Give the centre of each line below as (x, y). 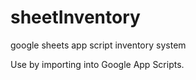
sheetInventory (75, 17)
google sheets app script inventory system (98, 45)
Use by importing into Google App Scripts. (97, 64)
